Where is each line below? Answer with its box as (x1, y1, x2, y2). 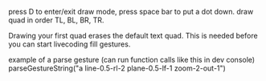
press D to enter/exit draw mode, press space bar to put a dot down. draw (8, 7, 254, 16)
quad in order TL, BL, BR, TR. (8, 15, 104, 25)
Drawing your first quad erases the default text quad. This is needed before (8, 31, 259, 40)
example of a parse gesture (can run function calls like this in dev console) (8, 55, 256, 64)
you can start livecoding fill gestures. (8, 39, 131, 49)
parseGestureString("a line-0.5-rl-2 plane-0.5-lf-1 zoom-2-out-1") (8, 63, 227, 73)
